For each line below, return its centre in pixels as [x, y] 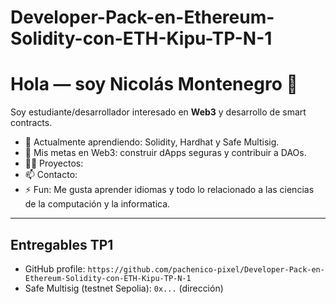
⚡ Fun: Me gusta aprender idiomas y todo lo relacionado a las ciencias [169, 190]
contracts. [31, 123]
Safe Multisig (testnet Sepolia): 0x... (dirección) [124, 288]
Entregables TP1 [62, 244]
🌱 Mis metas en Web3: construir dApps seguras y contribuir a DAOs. [165, 153]
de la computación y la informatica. [97, 204]
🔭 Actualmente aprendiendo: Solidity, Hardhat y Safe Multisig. [152, 142]
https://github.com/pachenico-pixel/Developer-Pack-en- [206, 269]
